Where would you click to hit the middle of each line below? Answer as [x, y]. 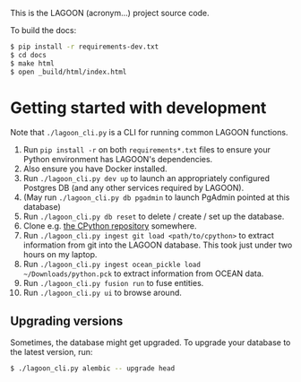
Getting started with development [138, 108]
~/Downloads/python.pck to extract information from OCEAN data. [143, 273]
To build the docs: [43, 30]
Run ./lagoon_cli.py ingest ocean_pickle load [112, 265]
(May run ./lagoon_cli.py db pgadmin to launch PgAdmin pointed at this [156, 197]
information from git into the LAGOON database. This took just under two [158, 245]
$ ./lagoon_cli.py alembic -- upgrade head [93, 369]
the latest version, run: [52, 352]
